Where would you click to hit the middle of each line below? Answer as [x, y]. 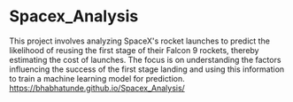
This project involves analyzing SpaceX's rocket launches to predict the [139, 41]
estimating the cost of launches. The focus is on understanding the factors [145, 59]
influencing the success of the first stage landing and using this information [147, 69]
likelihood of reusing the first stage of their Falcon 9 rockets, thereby [134, 50]
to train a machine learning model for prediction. [97, 78]
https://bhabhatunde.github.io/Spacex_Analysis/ [97, 88]
